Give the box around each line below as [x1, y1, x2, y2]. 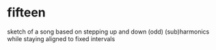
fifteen [7, 5, 46, 21]
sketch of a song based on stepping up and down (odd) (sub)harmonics [7, 27, 210, 36]
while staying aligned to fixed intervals [7, 34, 116, 42]
